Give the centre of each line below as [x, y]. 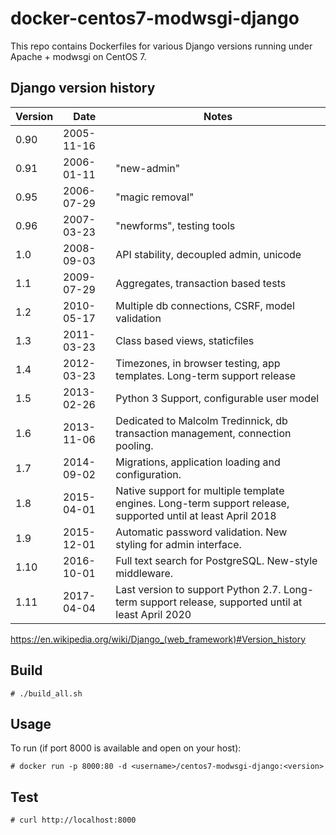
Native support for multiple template [200, 490]
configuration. [148, 474]
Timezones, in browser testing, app [198, 363]
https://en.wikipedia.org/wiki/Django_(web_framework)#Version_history [158, 639]
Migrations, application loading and [198, 462]
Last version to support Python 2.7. [198, 589]
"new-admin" [148, 168]
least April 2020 [153, 614]
